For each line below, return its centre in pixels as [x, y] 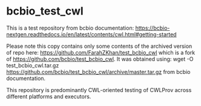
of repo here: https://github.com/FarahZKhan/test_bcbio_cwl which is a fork [101, 52]
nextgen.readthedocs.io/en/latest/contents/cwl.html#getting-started [91, 34]
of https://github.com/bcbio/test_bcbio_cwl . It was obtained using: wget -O [100, 59]
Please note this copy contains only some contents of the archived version [99, 46]
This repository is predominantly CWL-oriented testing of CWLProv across [99, 90]
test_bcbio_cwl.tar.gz [33, 65]
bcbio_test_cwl [45, 11]
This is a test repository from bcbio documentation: [70, 28]
